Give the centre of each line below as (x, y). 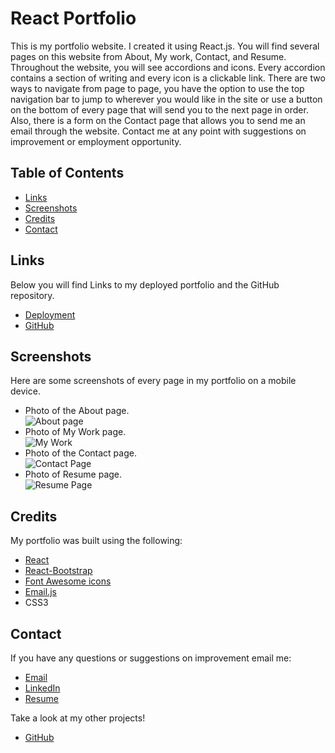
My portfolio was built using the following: (96, 541)
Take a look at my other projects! (78, 718)
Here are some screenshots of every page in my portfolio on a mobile (153, 381)
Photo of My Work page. (75, 432)
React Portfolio (73, 18)
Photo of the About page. (77, 411)
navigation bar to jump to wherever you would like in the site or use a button (166, 99)
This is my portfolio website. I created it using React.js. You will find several (165, 46)
